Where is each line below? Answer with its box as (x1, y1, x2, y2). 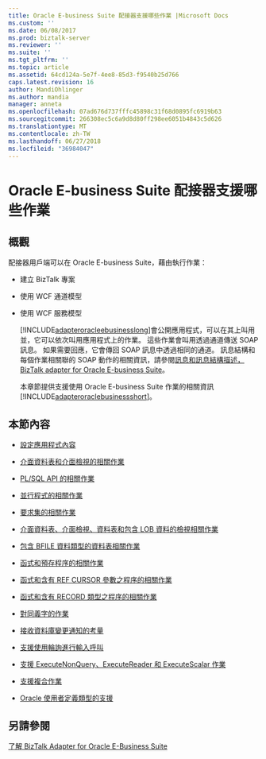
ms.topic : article (8, 64, 69, 72)
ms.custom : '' (8, 19, 56, 27)
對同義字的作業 (19, 609, 69, 618)
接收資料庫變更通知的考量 (19, 625, 104, 636)
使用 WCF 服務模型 (19, 308, 82, 318)
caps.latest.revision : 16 (8, 78, 94, 86)
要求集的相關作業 (19, 508, 76, 517)
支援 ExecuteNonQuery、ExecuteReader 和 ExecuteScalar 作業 (19, 660, 226, 669)
